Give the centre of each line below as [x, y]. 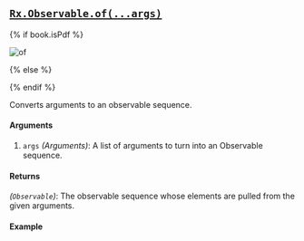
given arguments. [42, 206]
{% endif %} [33, 87]
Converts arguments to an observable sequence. [101, 104]
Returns [25, 176]
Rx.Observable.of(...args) [86, 14]
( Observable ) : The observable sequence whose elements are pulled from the [152, 196]
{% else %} [31, 69]
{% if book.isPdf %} [47, 34]
